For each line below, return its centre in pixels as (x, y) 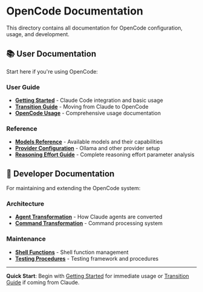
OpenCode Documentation (75, 11)
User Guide (23, 87)
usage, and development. (38, 34)
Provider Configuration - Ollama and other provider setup (87, 148)
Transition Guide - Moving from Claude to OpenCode (82, 107)
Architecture (25, 204)
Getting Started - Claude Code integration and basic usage (89, 100)
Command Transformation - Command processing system (89, 223)
